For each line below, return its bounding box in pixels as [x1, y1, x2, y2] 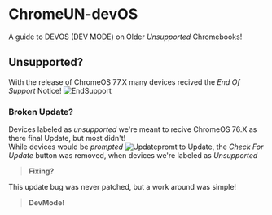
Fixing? [28, 166, 55, 176]
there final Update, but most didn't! [8, 134, 126, 143]
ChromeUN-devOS [8, 5, 138, 24]
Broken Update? [8, 106, 73, 117]
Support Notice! [8, 86, 62, 95]
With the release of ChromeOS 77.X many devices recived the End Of [8, 77, 240, 86]
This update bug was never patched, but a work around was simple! [8, 182, 237, 192]
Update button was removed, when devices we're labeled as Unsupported [8, 151, 258, 160]
